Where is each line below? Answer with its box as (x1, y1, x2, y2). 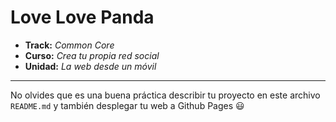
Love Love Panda (10, 6, 155, 29)
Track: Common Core (24, 39, 115, 51)
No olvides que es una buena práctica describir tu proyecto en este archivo (10, 89, 321, 101)
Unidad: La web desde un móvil (24, 60, 157, 72)
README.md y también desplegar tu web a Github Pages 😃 (10, 99, 245, 111)
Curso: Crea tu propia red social (24, 49, 160, 61)
